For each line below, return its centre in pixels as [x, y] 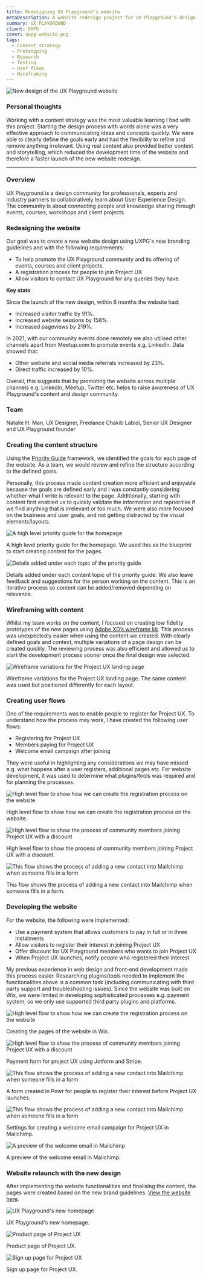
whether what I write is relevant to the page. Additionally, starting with [93, 495]
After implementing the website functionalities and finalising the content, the [101, 1186]
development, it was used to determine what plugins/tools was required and [101, 776]
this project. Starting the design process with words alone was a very [92, 126]
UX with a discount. [31, 855]
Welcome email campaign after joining [63, 751]
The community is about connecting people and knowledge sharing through [101, 206]
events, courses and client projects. [60, 266]
